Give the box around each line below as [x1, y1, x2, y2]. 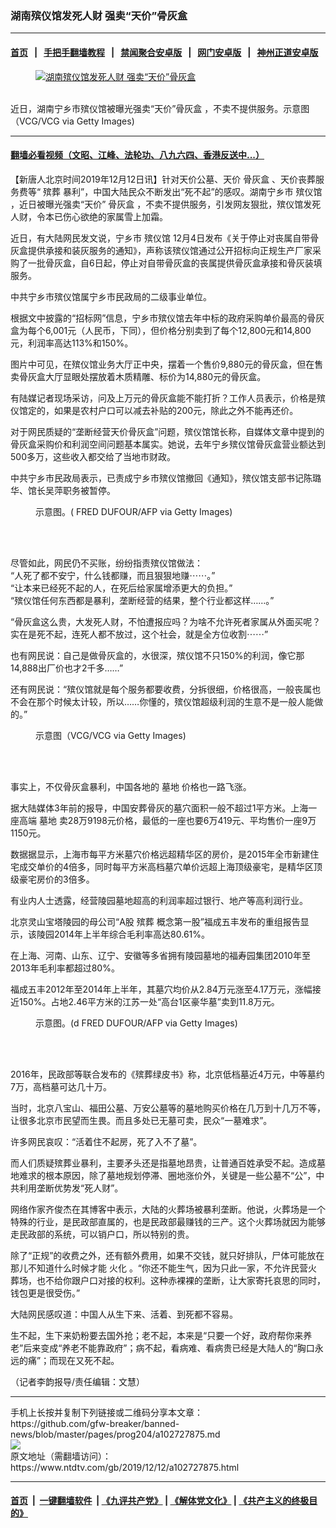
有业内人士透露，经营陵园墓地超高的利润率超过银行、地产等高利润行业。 [10, 894, 308, 906]
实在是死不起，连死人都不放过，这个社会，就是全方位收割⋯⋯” [10, 628, 269, 640]
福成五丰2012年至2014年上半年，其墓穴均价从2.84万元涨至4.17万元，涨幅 [10, 983, 313, 995]
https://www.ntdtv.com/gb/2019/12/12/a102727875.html [10, 1461, 240, 1473]
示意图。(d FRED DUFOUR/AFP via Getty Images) [35, 1017, 238, 1029]
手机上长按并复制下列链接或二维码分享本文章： [10, 1406, 203, 1418]
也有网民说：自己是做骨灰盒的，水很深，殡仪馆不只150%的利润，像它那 [10, 649, 305, 661]
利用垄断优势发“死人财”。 [18, 1182, 124, 1194]
